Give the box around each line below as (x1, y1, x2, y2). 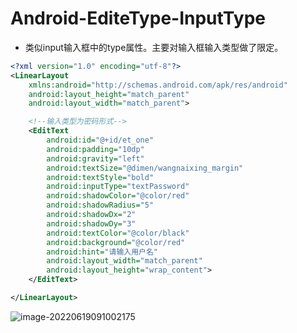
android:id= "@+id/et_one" (46, 135, 155, 146)
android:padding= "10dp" (46, 144, 145, 154)
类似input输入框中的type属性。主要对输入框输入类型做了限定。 (24, 41, 284, 53)
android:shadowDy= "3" (46, 218, 137, 229)
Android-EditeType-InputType (10, 7, 266, 30)
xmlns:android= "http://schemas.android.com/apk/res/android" (28, 80, 288, 90)
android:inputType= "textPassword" (46, 182, 190, 192)
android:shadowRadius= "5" (46, 200, 155, 211)
